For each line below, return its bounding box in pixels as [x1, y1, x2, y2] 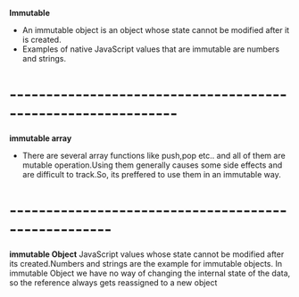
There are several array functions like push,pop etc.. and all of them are [21, 150, 286, 161]
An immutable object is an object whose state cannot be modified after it [21, 25, 290, 35]
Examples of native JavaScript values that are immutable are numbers [21, 44, 279, 54]
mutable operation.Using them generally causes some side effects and [21, 160, 283, 170]
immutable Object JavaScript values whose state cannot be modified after [9, 249, 285, 260]
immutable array [9, 133, 72, 144]
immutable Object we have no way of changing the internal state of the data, [9, 268, 291, 278]
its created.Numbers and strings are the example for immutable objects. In [9, 258, 283, 268]
